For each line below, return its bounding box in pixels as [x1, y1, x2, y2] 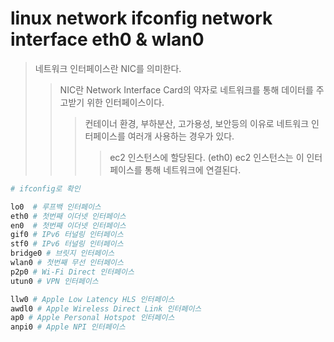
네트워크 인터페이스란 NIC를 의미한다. [34, 62, 182, 74]
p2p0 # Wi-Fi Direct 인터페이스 [10, 267, 135, 277]
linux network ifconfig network [10, 7, 273, 30]
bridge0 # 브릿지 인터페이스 [10, 248, 115, 259]
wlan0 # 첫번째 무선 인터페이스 [10, 258, 124, 268]
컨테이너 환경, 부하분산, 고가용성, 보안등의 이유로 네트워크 [84, 117, 310, 129]
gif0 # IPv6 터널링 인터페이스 [10, 230, 124, 240]
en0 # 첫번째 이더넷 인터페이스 [10, 220, 127, 231]
